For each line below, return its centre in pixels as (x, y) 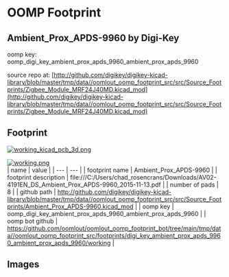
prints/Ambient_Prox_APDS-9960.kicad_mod (70, 206)
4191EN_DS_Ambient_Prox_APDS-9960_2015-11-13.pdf (84, 184)
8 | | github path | (32, 192)
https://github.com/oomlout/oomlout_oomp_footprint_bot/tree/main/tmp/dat (114, 228)
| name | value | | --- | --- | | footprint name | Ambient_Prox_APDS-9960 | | (112, 170)
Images (23, 264)
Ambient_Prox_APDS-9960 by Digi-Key (93, 38)
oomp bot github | (33, 221)
